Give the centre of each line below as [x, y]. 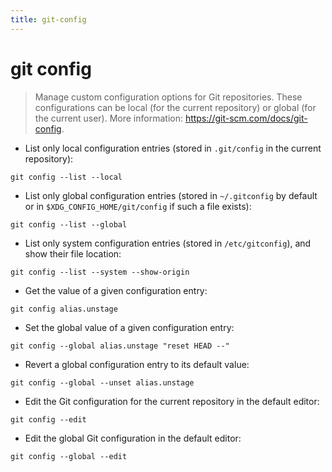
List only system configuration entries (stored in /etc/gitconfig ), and [168, 243]
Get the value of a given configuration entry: [116, 290]
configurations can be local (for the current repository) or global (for [175, 107]
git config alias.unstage [64, 309]
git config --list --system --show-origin [100, 272]
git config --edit [48, 419]
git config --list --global [69, 224]
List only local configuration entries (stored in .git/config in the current [173, 148]
